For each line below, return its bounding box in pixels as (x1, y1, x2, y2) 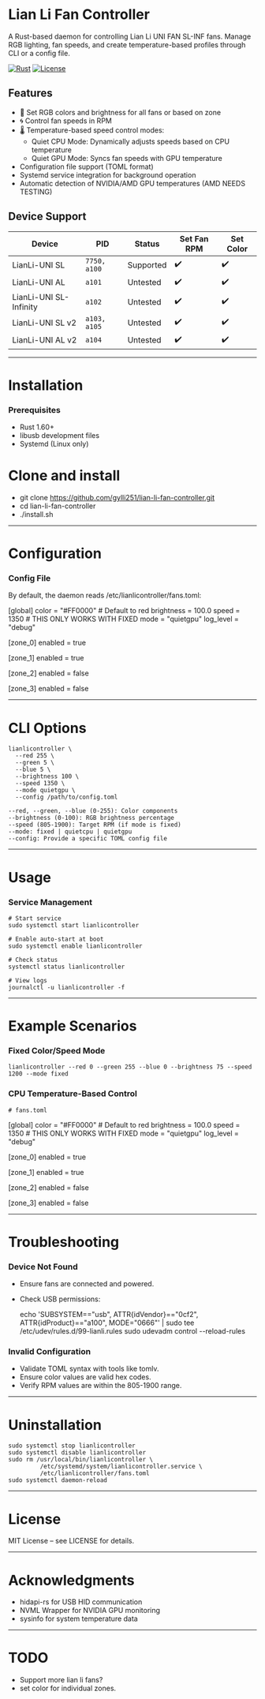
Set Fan (179, 233, 209, 244)
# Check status (8, 956, 58, 964)
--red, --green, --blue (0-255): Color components (8, 807, 178, 815)
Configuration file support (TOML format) (19, 162, 154, 171)
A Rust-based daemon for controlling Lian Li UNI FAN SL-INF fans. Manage (8, 32, 252, 41)
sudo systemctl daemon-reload (8, 1476, 108, 1484)
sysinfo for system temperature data (19, 1614, 138, 1623)
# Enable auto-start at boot (8, 935, 104, 943)
